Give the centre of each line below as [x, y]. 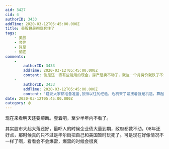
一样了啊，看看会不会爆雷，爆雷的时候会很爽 [52, 141]
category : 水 [18, 103]
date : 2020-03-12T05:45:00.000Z [39, 98]
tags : [11, 33]
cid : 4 [12, 15]
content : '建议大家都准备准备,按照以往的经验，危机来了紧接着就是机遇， [90, 94]
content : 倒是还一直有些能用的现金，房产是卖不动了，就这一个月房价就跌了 [92, 75]
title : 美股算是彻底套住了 [30, 29]
